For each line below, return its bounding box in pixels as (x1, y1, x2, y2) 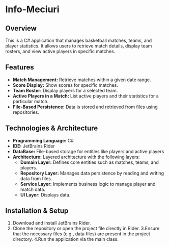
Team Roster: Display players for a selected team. (12, 87, 118, 93)
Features (5, 63, 34, 72)
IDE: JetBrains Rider (12, 143, 55, 149)
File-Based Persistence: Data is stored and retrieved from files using (12, 104, 158, 110)
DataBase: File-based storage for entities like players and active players (12, 148, 164, 154)
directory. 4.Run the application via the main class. (12, 236, 119, 242)
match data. (20, 186, 46, 192)
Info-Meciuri (5, 4, 60, 15)
